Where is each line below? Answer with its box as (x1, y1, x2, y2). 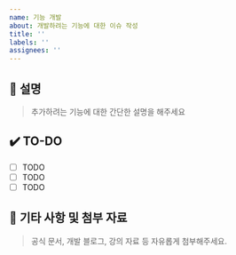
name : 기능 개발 (9, 12, 62, 22)
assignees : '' (9, 46, 62, 55)
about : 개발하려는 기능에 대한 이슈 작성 (9, 21, 138, 30)
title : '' (9, 29, 46, 38)
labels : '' (9, 37, 50, 47)
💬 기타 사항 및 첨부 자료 (9, 211, 128, 226)
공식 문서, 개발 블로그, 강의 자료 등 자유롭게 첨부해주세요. (30, 235, 228, 246)
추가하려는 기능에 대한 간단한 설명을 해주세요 (30, 106, 186, 116)
